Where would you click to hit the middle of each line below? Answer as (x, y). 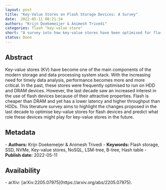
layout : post (19, 10)
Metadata (20, 133)
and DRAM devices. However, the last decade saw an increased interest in (81, 90)
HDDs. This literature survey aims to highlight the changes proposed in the (81, 106)
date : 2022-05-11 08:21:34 (34, 19)
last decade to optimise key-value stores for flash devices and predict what (82, 112)
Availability (23, 170)
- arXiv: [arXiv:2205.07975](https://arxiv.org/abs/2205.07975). (69, 183)
